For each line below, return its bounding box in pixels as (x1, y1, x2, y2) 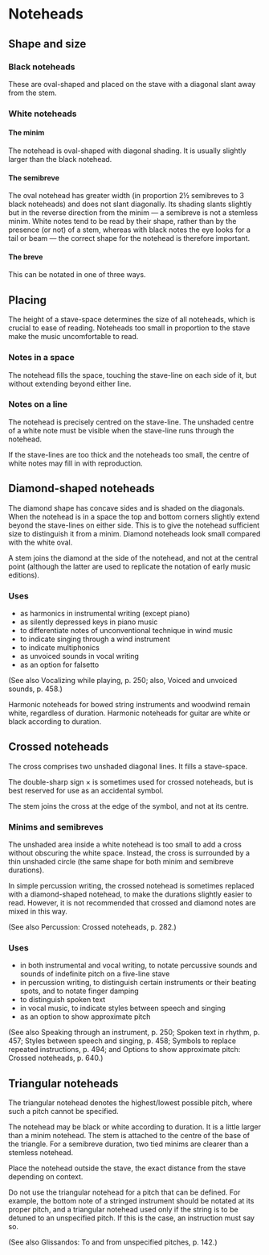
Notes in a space (8, 352, 75, 363)
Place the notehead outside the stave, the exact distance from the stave (8, 1163, 247, 1173)
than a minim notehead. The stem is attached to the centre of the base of (8, 1131, 251, 1141)
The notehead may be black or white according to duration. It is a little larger (8, 1122, 261, 1132)
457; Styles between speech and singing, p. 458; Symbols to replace (8, 1036, 237, 1046)
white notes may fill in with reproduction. (8, 458, 143, 468)
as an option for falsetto (19, 660, 100, 669)
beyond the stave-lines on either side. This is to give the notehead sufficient (8, 520, 260, 530)
